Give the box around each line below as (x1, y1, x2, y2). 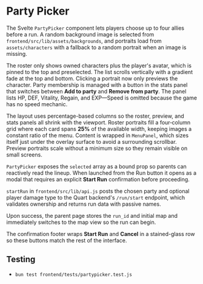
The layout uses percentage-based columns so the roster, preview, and (6, 112, 185, 120)
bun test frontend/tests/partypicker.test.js (15, 271, 132, 277)
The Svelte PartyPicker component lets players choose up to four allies (6, 24, 185, 32)
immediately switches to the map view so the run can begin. (6, 218, 156, 226)
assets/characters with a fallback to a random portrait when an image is (6, 44, 187, 51)
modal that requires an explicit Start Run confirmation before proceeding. (6, 175, 190, 183)
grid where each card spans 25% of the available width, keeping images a (6, 125, 192, 132)
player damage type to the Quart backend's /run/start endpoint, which (6, 194, 185, 201)
